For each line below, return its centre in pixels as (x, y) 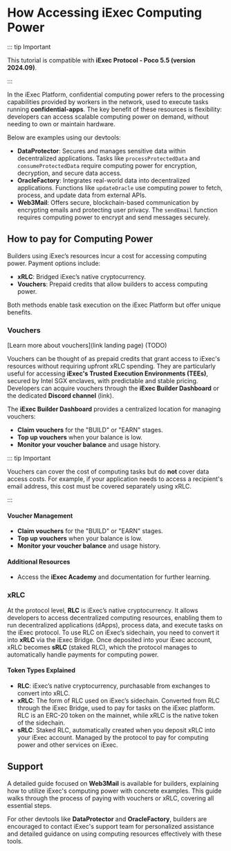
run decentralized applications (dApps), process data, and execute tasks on (115, 625)
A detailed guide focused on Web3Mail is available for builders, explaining (113, 783)
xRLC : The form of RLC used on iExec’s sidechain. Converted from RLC (118, 700)
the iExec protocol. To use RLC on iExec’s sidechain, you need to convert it (113, 632)
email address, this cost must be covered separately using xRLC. (99, 487)
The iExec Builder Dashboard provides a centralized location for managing (114, 409)
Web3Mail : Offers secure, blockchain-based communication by (108, 202)
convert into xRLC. (44, 693)
